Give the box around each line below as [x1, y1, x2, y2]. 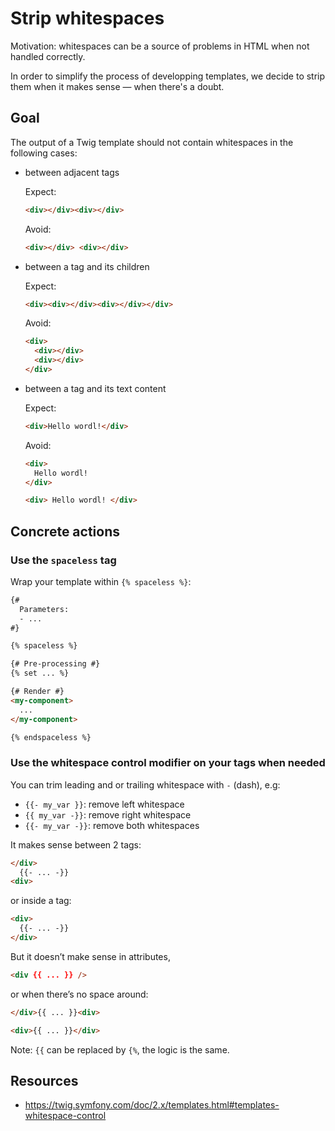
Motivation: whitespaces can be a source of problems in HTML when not [10, 40, 310, 52]
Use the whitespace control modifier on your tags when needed [10, 756, 326, 770]
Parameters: [19, 604, 70, 614]
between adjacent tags [24, 166, 120, 178]
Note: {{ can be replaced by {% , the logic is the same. [10, 1043, 230, 1056]
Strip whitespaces [10, 7, 165, 30]
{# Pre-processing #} [10, 659, 101, 669]
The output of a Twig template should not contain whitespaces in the [10, 136, 294, 148]
